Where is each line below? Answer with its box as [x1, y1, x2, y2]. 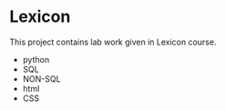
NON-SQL [22, 73, 61, 84]
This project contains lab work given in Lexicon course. [9, 36, 217, 47]
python [22, 54, 50, 65]
